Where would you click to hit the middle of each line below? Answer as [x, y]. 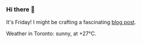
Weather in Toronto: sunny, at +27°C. [51, 34]
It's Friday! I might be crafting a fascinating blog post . [71, 22]
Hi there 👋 [21, 9]
